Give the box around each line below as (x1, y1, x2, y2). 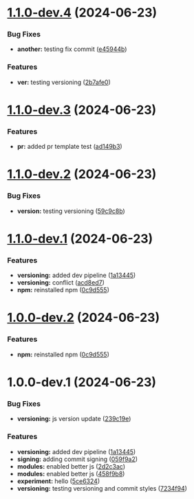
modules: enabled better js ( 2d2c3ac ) (17, 462, 126, 470)
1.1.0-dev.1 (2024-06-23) (7, 231, 153, 246)
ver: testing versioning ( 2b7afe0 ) (17, 78, 111, 86)
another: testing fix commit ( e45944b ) (17, 45, 127, 53)
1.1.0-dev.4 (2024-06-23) (7, 5, 158, 21)
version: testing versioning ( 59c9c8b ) (17, 207, 125, 215)
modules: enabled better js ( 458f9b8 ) (17, 469, 125, 478)
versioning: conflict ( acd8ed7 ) (17, 278, 105, 287)
